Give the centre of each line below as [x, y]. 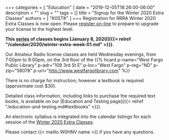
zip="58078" [19, 71]
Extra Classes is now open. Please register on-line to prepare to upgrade [82, 24]
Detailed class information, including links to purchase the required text [80, 96]
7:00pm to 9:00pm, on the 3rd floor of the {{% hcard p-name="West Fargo [84, 60]
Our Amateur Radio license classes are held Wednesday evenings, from [81, 54]
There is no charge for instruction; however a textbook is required [75, 80]
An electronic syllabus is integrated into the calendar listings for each [78, 116]
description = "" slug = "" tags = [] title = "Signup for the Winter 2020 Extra [84, 13]
